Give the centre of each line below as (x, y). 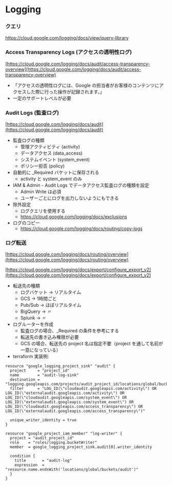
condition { (23, 456)
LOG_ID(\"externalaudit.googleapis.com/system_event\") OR (70, 402)
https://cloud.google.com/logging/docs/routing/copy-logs (81, 229)
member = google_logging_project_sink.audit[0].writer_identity (81, 447)
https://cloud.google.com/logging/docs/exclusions (74, 217)
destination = (25, 380)
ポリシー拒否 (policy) (42, 166)
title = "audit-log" (43, 461)
